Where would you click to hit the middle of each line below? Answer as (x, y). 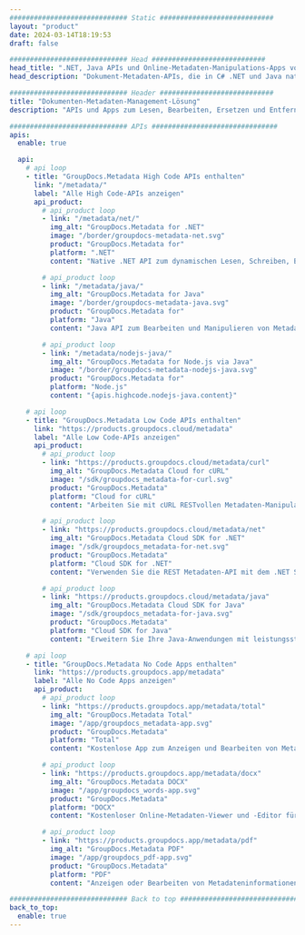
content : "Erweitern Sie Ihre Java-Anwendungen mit (149, 639)
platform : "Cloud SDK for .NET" (111, 563)
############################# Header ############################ (142, 93)
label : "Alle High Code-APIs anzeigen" (108, 193)
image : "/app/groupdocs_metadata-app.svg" (131, 723)
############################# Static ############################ (142, 18)
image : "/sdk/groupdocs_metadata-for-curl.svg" (141, 479)
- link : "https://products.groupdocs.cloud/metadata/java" (156, 597)
